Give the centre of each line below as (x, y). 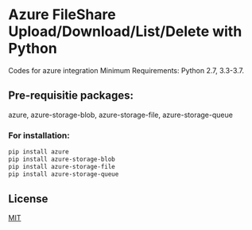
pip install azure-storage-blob (62, 159)
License (28, 199)
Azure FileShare (62, 15)
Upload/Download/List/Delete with (125, 31)
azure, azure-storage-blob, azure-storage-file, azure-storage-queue (120, 115)
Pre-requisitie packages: (71, 96)
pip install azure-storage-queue (64, 174)
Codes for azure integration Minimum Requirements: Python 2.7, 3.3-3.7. (126, 70)
